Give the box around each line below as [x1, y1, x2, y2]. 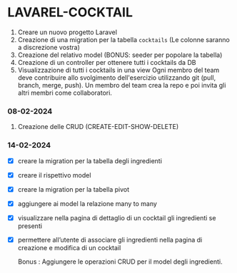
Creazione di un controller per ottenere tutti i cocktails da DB [17, 58, 196, 66]
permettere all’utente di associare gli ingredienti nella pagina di [17, 235, 203, 244]
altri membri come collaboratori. [17, 88, 113, 97]
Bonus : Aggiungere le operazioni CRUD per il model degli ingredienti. [17, 257, 223, 266]
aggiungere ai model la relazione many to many [17, 199, 157, 207]
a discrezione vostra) [17, 43, 81, 51]
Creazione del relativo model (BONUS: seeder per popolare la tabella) [17, 51, 223, 59]
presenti [17, 222, 43, 230]
